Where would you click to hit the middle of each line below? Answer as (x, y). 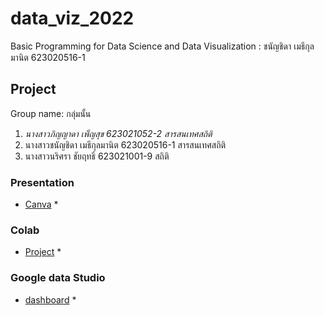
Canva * (41, 204)
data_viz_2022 (72, 18)
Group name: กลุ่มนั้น (51, 113)
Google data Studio (58, 278)
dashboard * (50, 299)
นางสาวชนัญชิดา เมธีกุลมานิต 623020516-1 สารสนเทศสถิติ (125, 144)
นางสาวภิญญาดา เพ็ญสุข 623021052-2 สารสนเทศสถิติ (118, 133)
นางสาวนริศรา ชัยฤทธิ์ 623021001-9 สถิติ (97, 156)
